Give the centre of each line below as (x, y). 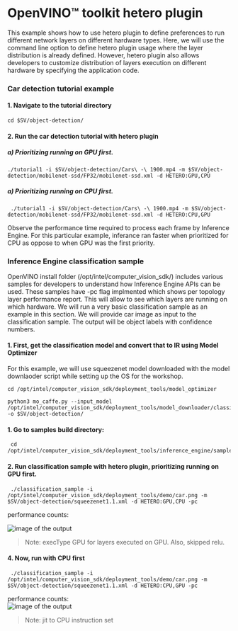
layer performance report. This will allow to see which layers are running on (118, 299)
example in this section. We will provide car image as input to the (102, 314)
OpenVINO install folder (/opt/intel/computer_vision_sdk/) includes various (115, 276)
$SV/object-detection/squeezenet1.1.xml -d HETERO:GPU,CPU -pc (103, 501)
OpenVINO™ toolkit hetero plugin (105, 13)
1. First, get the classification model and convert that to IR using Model (113, 346)
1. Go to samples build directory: (56, 429)
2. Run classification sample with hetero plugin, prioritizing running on (113, 466)
